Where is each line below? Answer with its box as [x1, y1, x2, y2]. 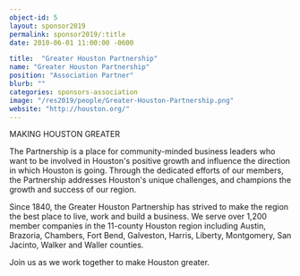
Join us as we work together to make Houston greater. [9, 257, 210, 268]
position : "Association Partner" [9, 71, 134, 81]
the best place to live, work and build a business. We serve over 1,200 [9, 211, 267, 222]
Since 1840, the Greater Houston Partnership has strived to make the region [9, 202, 289, 212]
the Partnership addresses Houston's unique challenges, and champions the [9, 175, 292, 185]
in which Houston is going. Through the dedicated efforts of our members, [9, 165, 284, 176]
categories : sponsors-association [9, 87, 139, 97]
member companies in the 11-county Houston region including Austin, [9, 220, 266, 231]
